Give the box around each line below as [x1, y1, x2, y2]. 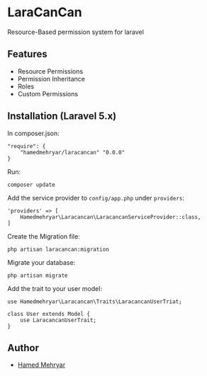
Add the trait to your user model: [7, 284, 103, 292]
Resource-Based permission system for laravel [7, 28, 144, 36]
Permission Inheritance [17, 74, 85, 83]
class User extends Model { [7, 310, 91, 317]
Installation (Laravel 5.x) [7, 110, 117, 123]
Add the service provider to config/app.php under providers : [7, 193, 184, 202]
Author [7, 341, 39, 354]
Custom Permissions [17, 89, 79, 98]
